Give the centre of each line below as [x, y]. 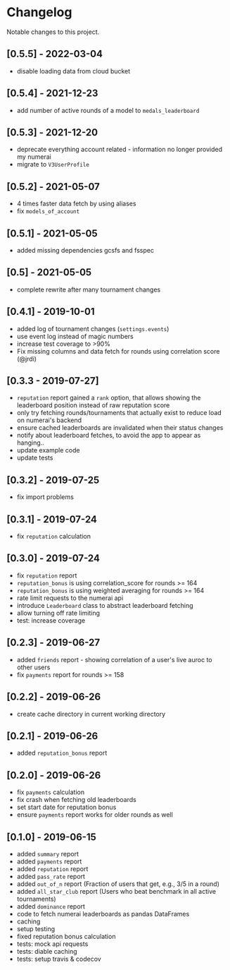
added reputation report [52, 868]
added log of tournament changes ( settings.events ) [93, 328]
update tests [35, 458]
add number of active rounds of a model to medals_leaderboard [108, 110]
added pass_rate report [51, 876]
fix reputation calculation [54, 537]
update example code [48, 450]
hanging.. [31, 443]
